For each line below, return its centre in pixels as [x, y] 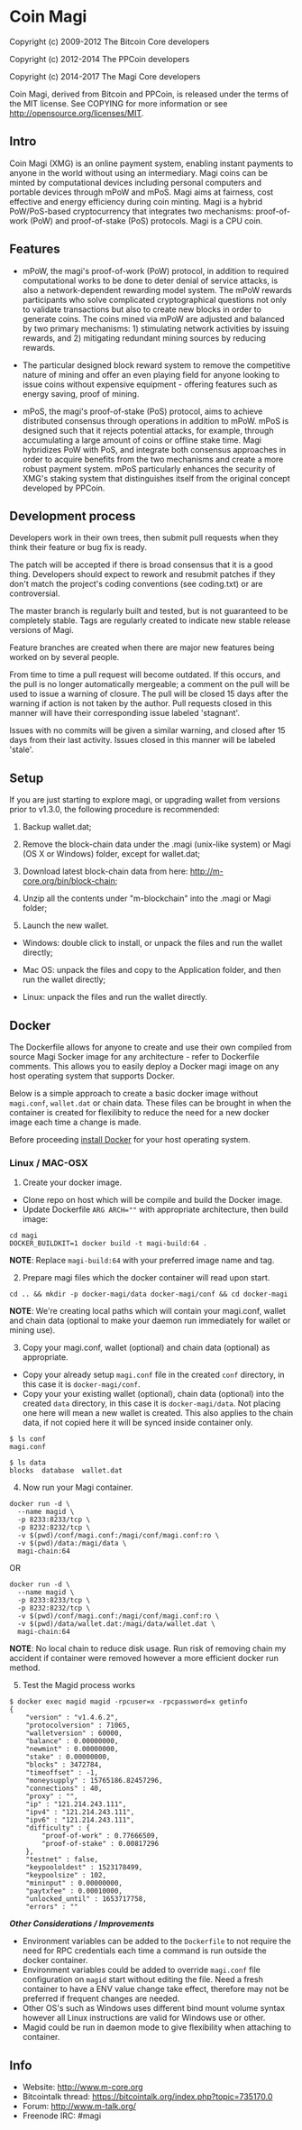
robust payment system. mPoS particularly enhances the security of [149, 468]
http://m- [206, 871]
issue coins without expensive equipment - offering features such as [150, 384]
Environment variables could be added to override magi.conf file [142, 1970]
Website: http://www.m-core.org [82, 2087]
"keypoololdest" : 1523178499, [84, 1868]
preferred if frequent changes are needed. [101, 1998]
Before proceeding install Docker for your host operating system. [130, 1139]
